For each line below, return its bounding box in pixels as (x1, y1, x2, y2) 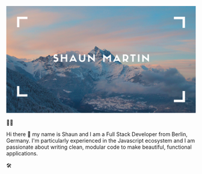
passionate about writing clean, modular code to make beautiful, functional (6, 143, 192, 151)
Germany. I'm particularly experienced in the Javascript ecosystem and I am (6, 137, 195, 144)
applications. (6, 149, 38, 157)
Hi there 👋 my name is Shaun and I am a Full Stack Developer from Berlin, (6, 130, 188, 138)
